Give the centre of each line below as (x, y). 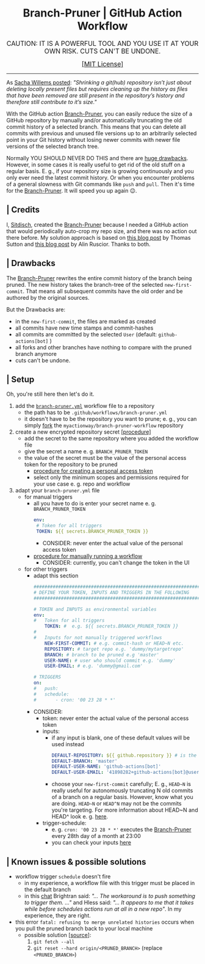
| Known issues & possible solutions (76, 862)
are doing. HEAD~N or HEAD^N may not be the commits (117, 804)
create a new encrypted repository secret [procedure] (83, 432)
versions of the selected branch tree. (53, 146)
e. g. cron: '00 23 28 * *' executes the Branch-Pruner (121, 829)
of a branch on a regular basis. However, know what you (122, 797)
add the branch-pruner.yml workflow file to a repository (85, 406)
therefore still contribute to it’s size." (52, 102)
